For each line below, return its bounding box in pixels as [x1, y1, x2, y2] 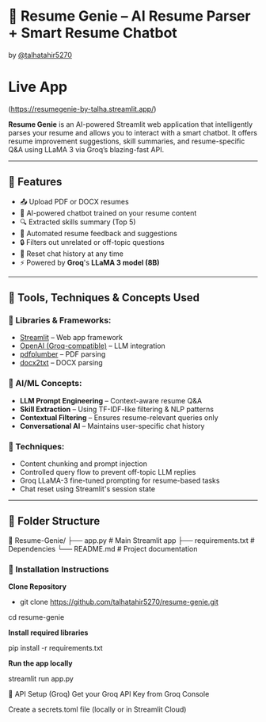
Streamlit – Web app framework [19, 333, 123, 342]
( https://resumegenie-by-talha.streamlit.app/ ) [8, 104, 157, 113]
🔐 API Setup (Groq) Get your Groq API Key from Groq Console [8, 690, 210, 699]
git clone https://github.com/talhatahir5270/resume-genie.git [19, 598, 219, 607]
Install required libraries [8, 628, 89, 637]
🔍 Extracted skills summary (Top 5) [19, 217, 136, 227]
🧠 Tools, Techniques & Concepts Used [8, 291, 200, 304]
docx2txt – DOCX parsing [19, 358, 103, 368]
